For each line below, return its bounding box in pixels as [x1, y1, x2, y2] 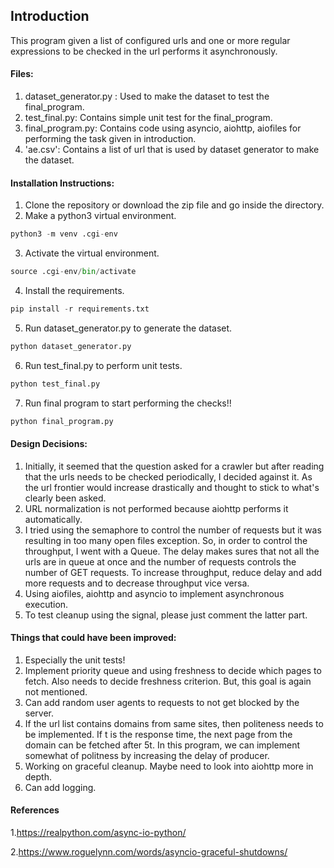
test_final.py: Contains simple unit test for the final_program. [24, 112, 273, 124]
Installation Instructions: [10, 177, 115, 189]
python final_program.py [10, 416, 114, 426]
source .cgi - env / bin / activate [10, 267, 137, 277]
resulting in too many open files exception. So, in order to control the [24, 534, 308, 546]
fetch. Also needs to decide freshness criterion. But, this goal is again [24, 675, 312, 687]
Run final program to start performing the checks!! [24, 397, 232, 409]
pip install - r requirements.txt [10, 304, 150, 314]
